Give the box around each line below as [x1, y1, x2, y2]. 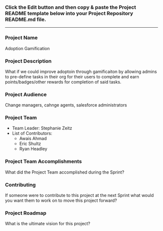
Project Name [5, 35, 38, 41]
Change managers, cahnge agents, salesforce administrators [5, 102, 127, 108]
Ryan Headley [19, 146, 48, 152]
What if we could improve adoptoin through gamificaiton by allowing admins [5, 69, 157, 74]
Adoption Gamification [5, 45, 50, 51]
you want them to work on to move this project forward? [5, 197, 117, 203]
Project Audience [5, 91, 47, 98]
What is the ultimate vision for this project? [5, 221, 91, 227]
